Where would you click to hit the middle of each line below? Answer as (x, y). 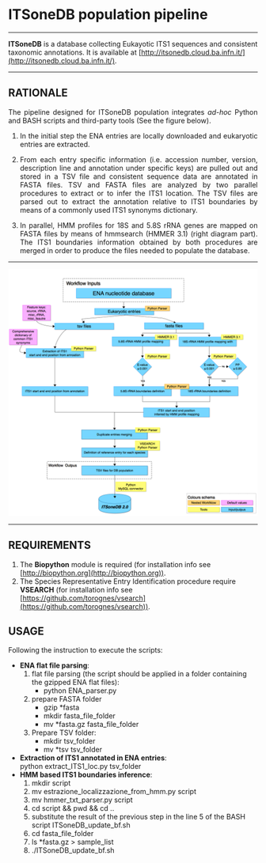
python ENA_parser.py (80, 691)
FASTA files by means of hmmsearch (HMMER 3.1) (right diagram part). (139, 233)
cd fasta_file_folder (63, 834)
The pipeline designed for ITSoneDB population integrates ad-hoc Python (133, 112)
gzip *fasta (61, 708)
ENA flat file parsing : (54, 665)
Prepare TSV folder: (64, 732)
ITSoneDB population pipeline (108, 15)
